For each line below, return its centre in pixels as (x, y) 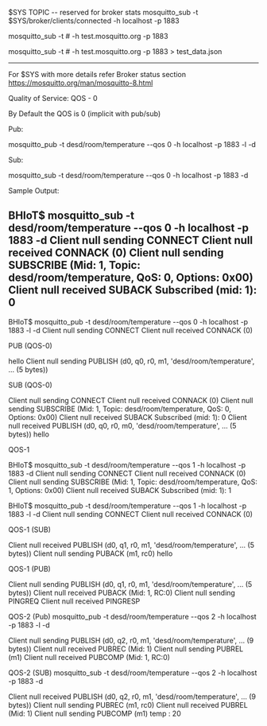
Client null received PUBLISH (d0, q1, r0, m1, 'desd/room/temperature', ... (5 (131, 545)
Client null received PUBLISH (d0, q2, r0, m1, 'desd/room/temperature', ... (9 (132, 697)
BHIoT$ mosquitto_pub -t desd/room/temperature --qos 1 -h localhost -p (128, 506)
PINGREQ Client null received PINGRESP (74, 601)
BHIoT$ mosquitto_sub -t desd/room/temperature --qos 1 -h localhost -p (127, 464)
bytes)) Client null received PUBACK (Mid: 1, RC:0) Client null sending (122, 592)
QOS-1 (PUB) (30, 569)
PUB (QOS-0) (31, 345)
